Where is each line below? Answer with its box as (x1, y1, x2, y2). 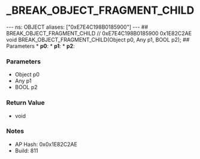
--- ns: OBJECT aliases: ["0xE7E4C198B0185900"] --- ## (6, 23, 149, 30)
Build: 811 (14, 147, 38, 154)
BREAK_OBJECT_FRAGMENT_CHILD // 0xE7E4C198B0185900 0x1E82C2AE (6, 29, 192, 36)
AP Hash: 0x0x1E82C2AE (14, 140, 78, 148)
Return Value (6, 99, 45, 107)
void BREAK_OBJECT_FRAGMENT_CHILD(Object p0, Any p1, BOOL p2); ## (6, 36, 190, 43)
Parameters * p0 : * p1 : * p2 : (6, 42, 75, 50)
